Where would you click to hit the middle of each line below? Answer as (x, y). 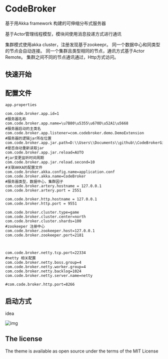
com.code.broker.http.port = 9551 (41, 204)
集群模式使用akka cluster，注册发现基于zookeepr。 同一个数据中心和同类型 (83, 44)
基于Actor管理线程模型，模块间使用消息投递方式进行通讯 (63, 34)
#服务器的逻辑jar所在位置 (28, 138)
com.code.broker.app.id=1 (32, 114)
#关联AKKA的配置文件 (24, 168)
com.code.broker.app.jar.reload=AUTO (44, 153)
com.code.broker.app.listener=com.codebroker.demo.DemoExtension (74, 133)
